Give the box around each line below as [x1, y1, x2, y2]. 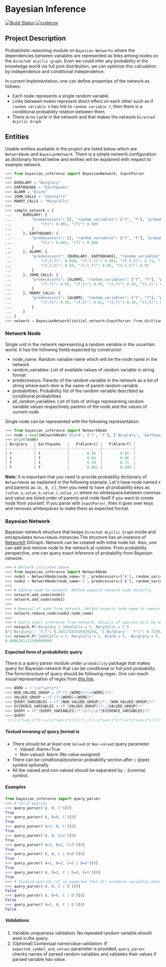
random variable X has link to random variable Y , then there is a [12, 103, 142, 109]
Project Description [5, 34, 66, 43]
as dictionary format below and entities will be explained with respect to [5, 156, 152, 162]
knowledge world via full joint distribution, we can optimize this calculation [5, 63, 157, 69]
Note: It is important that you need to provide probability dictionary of [5, 474, 147, 480]
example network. [5, 161, 42, 167]
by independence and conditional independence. [5, 68, 105, 74]
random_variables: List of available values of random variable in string [12, 366, 155, 372]
